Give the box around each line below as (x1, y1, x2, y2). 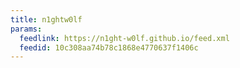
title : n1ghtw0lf (10, 14, 83, 25)
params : (10, 24, 43, 34)
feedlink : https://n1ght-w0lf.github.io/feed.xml (19, 33, 230, 43)
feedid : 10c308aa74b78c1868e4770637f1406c (19, 42, 199, 53)
